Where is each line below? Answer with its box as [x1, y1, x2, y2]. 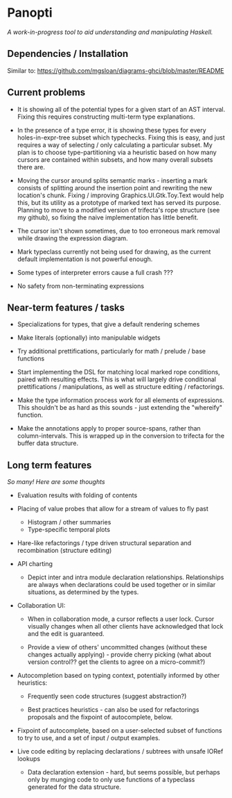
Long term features [7, 459, 92, 471]
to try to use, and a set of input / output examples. [17, 734, 161, 742]
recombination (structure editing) [17, 547, 112, 555]
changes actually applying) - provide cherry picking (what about [27, 651, 211, 659]
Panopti [7, 5, 53, 21]
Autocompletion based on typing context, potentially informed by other [17, 672, 220, 680]
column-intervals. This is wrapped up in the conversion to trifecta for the [17, 432, 225, 440]
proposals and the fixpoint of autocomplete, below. [27, 713, 173, 722]
